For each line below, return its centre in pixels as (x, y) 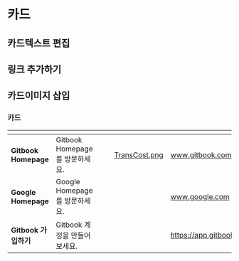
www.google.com (200, 196)
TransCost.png (138, 155)
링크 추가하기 (34, 69)
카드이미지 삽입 (39, 96)
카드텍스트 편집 (39, 43)
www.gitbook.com (201, 155)
